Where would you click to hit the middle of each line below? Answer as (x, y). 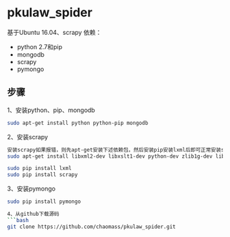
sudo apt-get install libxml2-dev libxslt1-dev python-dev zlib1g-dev (110, 156)
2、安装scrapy (28, 137)
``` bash (18, 220)
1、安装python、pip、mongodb (51, 110)
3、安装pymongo (31, 189)
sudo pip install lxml (39, 169)
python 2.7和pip (40, 46)
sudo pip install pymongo (44, 202)
